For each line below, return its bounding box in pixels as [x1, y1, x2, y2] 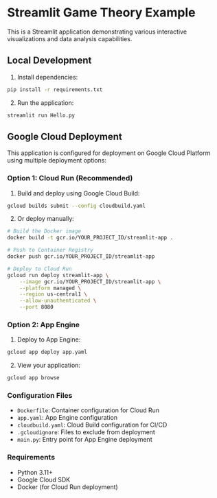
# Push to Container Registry [7, 247, 94, 254]
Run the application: [16, 98, 74, 107]
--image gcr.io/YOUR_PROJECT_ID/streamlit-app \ [19, 278, 161, 285]
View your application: [16, 361, 81, 370]
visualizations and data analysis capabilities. [7, 34, 133, 43]
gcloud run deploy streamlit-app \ [7, 272, 109, 278]
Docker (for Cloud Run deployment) [16, 482, 118, 491]
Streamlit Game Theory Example [7, 5, 196, 21]
